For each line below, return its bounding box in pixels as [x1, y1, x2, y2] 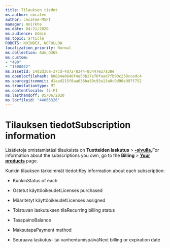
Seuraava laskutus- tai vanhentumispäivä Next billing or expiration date [12, 237, 161, 243]
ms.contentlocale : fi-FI [5, 88, 58, 93]
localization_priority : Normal [5, 45, 72, 50]
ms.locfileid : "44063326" [5, 97, 60, 102]
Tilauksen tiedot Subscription [5, 119, 131, 131]
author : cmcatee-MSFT [5, 17, 51, 22]
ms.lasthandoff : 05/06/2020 [5, 93, 65, 98]
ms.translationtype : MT [5, 83, 56, 88]
